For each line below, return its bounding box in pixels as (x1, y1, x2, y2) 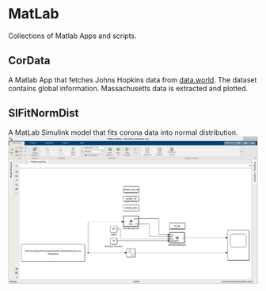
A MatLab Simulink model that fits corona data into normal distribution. (8, 128, 238, 137)
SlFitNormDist (8, 106, 79, 120)
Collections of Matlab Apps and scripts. (8, 31, 137, 40)
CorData (8, 54, 51, 67)
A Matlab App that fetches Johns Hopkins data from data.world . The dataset (8, 75, 257, 84)
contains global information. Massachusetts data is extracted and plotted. (8, 83, 249, 93)
